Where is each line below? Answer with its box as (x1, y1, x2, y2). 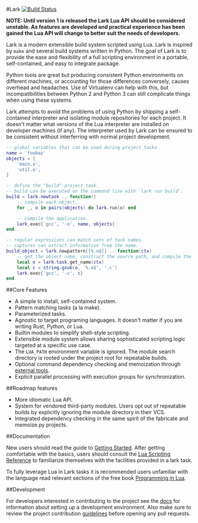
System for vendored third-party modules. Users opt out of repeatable (14, 402, 186, 409)
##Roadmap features (6, 385, 58, 392)
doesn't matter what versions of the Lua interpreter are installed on (6, 121, 170, 127)
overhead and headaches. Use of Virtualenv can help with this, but (6, 84, 168, 91)
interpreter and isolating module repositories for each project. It (31, 114, 187, 121)
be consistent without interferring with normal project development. (6, 133, 171, 140)
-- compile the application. (17, 215, 89, 221)
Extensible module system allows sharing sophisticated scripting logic (14, 335, 186, 343)
